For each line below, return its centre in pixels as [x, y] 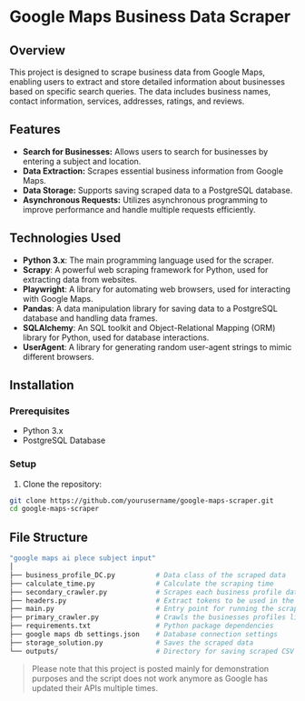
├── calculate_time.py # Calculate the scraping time [142, 584]
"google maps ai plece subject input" [83, 558]
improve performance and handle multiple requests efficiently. [139, 209]
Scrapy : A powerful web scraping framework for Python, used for [145, 269]
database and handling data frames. [90, 318]
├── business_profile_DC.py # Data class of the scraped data [148, 575]
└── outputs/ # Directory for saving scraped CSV [152, 651]
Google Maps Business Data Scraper [150, 17]
